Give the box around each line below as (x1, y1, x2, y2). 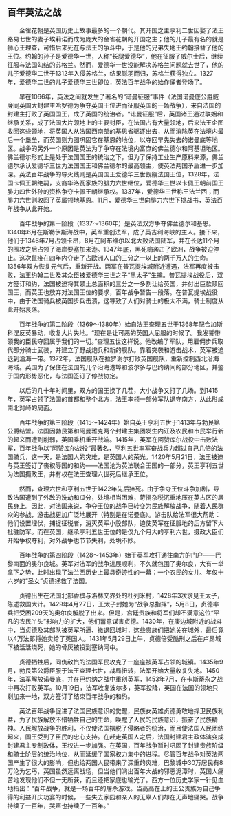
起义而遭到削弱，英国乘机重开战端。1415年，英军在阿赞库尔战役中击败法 (12, 435, 219, 443)
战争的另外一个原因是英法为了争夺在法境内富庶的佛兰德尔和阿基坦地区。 (19, 144, 224, 152)
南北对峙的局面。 (7, 403, 56, 411)
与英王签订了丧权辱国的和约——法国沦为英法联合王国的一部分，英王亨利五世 (7, 461, 224, 469)
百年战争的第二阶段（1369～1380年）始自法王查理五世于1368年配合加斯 (19, 320, 223, 328)
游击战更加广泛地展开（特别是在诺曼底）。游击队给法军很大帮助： (36, 510, 221, 518)
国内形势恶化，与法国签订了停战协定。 (12, 371, 122, 380)
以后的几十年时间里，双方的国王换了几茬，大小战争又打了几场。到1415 (19, 386, 219, 394)
